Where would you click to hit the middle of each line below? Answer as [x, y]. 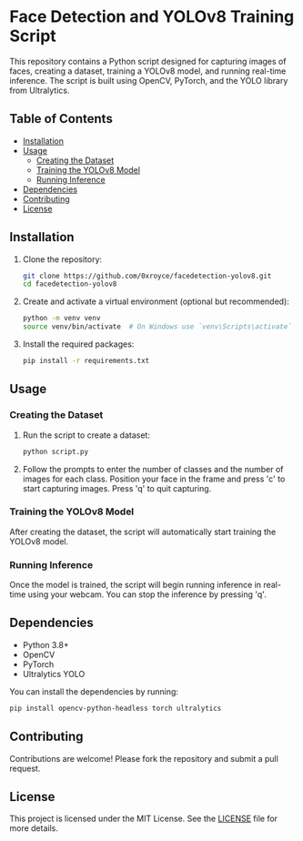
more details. [34, 828]
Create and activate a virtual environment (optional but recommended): [156, 301]
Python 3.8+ [46, 644]
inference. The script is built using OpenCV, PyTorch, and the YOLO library [149, 80]
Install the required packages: [78, 344]
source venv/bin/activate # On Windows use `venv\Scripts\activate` [157, 327]
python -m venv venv [61, 319]
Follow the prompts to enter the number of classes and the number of [153, 469]
